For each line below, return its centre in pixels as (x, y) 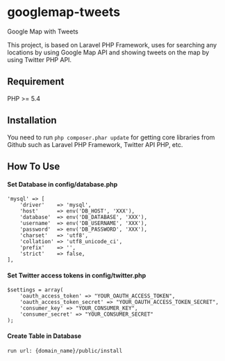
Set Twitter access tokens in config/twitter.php (77, 275)
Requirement (36, 82)
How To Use (34, 166)
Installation (32, 120)
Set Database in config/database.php (62, 184)
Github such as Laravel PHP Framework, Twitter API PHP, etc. (95, 144)
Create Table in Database (44, 336)
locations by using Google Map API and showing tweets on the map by (108, 52)
